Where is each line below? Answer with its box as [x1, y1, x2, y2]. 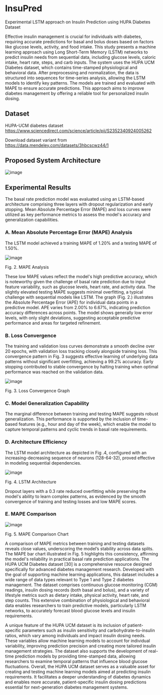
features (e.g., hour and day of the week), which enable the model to [18, 421, 157, 427]
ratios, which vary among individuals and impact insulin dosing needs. [5, 632, 146, 638]
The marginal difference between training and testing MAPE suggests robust [5, 411, 159, 417]
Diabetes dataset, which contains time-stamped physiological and [5, 64, 138, 70]
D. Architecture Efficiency [5, 438, 67, 445]
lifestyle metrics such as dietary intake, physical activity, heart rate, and [5, 592, 149, 598]
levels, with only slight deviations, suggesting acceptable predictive [5, 314, 141, 321]
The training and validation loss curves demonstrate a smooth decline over [5, 343, 155, 349]
